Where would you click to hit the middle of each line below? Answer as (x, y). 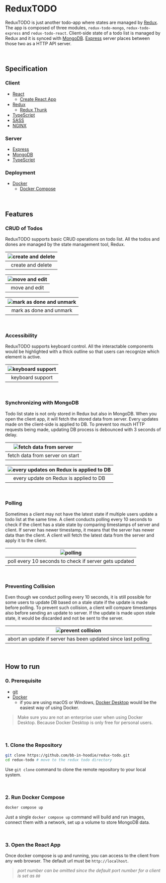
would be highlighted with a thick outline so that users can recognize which (82, 352)
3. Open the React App (33, 845)
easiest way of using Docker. (49, 707)
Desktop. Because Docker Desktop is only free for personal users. (85, 722)
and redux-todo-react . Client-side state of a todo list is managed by (91, 33)
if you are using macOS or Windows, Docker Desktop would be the (88, 702)
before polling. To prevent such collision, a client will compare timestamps (81, 608)
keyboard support (32, 377)
